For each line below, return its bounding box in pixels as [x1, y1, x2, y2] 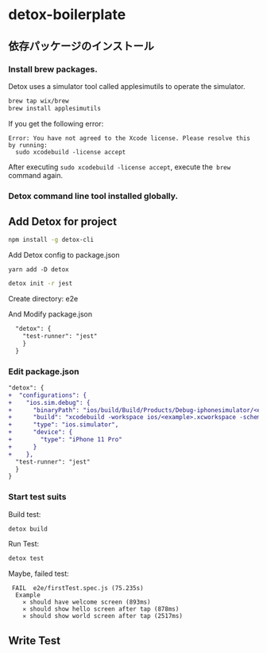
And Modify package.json [8, 309, 93, 319]
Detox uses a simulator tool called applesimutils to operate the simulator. [8, 81, 246, 91]
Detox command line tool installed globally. [8, 190, 179, 201]
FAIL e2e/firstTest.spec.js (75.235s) [11, 585, 145, 593]
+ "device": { [8, 428, 73, 437]
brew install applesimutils [8, 104, 102, 112]
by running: [8, 141, 48, 149]
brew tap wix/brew [8, 97, 69, 105]
